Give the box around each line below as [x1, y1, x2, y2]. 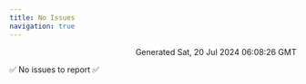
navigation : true [9, 22, 76, 31]
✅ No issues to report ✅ [9, 64, 100, 75]
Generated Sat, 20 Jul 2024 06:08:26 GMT [135, 46, 297, 57]
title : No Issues [9, 13, 76, 23]
